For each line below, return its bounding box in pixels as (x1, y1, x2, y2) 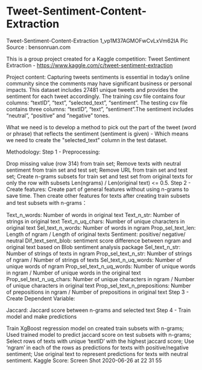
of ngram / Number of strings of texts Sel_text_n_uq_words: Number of (6, 256, 182, 264)
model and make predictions (6, 313, 77, 320)
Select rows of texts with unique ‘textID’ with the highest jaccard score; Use (6, 337, 195, 345)
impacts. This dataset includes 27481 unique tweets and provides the (6, 86, 178, 93)
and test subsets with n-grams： (6, 199, 87, 206)
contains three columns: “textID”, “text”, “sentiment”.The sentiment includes (6, 105, 194, 112)
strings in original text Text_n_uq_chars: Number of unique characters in (6, 218, 185, 225)
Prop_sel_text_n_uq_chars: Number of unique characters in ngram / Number (6, 275, 195, 282)
